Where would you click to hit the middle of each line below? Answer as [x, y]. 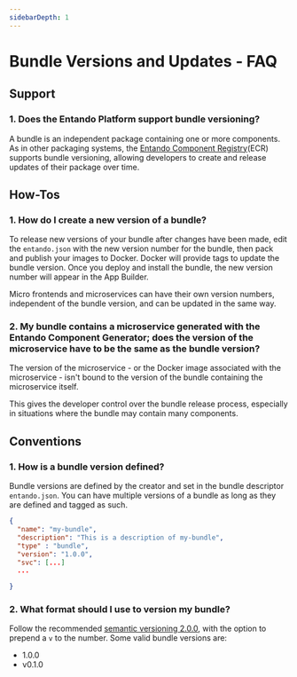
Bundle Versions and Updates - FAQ [143, 61]
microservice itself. [44, 387]
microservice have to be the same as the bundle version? [135, 349]
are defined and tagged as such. [69, 505]
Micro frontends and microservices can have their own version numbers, [142, 295]
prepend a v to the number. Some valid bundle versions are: [118, 638]
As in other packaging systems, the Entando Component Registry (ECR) [139, 148]
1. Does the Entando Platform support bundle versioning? [134, 119]
